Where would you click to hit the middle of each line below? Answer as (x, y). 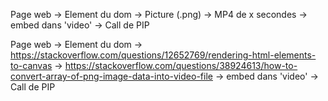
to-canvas (31, 65)
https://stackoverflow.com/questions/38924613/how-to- (181, 65)
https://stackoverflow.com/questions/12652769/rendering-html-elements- (163, 55)
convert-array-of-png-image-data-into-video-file (111, 76)
